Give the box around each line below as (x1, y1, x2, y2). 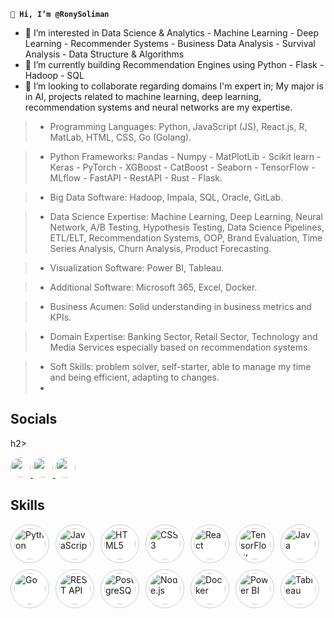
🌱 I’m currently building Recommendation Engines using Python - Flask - (24, 59, 325, 70)
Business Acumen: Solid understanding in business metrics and (49, 301, 312, 312)
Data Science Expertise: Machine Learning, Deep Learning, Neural (49, 211, 323, 222)
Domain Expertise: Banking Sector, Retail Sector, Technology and (49, 331, 318, 342)
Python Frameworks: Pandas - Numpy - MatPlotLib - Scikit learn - (49, 151, 322, 162)
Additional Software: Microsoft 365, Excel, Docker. (49, 281, 258, 293)
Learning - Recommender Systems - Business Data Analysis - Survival (24, 38, 316, 49)
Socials (10, 411, 58, 428)
